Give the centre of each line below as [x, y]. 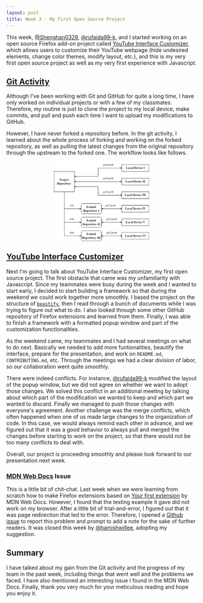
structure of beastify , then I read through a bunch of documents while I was [101, 303]
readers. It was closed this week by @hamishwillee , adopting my [87, 528]
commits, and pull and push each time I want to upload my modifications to [100, 115]
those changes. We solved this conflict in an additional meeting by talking [98, 391]
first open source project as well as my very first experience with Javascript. [101, 63]
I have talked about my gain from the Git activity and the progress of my [96, 567]
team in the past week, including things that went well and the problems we [100, 574]
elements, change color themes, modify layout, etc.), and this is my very [96, 56]
